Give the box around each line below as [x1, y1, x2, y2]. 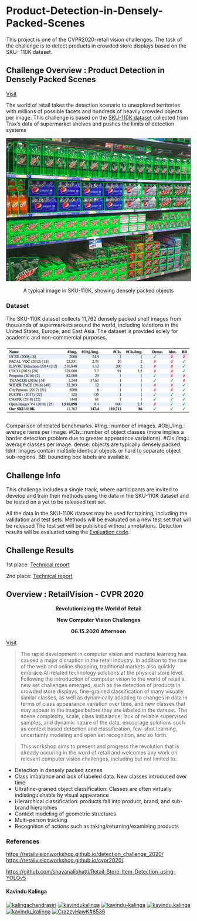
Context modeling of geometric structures [14, 810, 116, 817]
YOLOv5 [6, 874, 26, 881]
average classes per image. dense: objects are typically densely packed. [6, 441, 182, 448]
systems [6, 126, 26, 133]
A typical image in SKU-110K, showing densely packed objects [23, 287, 174, 294]
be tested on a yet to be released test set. [6, 498, 107, 505]
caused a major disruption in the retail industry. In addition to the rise [20, 657, 187, 664]
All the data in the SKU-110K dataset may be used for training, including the [6, 509, 188, 516]
